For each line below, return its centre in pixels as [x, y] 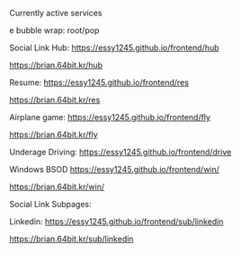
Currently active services [56, 13]
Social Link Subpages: [50, 204]
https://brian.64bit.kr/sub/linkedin [71, 239]
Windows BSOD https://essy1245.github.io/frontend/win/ [115, 169]
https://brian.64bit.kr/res [55, 100]
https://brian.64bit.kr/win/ [57, 187]
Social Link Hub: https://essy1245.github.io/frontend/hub [114, 48]
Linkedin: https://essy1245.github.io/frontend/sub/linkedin [116, 222]
